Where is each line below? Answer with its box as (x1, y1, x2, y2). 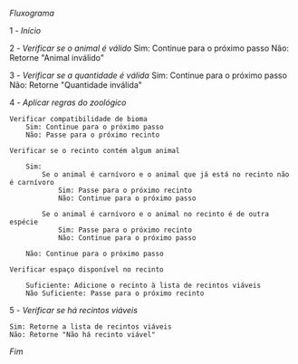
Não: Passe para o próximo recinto (25, 130, 160, 139)
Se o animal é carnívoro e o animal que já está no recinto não (42, 170, 290, 179)
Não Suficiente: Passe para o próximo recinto (25, 289, 205, 298)
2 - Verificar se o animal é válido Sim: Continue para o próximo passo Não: (9, 43, 290, 53)
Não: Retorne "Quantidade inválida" (9, 80, 143, 90)
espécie (9, 217, 39, 226)
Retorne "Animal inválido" (9, 53, 105, 62)
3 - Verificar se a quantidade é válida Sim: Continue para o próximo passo (9, 70, 288, 81)
